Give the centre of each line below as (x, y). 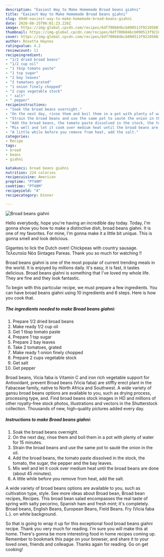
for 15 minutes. (27, 442)
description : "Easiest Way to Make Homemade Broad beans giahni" (73, 10)
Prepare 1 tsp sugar (32, 337)
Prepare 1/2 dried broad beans (43, 321)
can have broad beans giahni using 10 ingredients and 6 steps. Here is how (81, 293)
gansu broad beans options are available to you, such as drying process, (78, 393)
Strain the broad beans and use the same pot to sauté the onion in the (82, 447)
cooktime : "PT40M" (24, 186)
